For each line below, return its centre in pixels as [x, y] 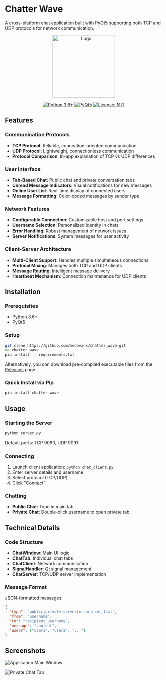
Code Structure [24, 542]
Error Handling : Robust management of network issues [69, 231]
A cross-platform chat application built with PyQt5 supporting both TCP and [83, 23]
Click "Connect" [29, 483]
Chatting [16, 496]
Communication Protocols [37, 135]
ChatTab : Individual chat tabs [43, 558]
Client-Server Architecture [38, 249]
